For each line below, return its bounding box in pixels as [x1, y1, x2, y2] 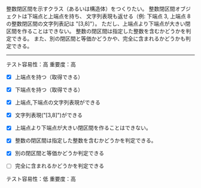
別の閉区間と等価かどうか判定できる [14, 150, 105, 157]
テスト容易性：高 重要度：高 [6, 61, 76, 67]
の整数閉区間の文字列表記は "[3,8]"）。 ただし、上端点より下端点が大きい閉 [6, 20, 191, 27]
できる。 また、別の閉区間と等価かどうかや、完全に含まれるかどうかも [11, 35, 186, 42]
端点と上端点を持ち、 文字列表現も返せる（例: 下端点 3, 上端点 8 [32, 13, 191, 20]
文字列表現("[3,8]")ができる [14, 112, 83, 119]
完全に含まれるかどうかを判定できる [14, 162, 105, 169]
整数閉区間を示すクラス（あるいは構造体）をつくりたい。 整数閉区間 [6, 5, 175, 12]
